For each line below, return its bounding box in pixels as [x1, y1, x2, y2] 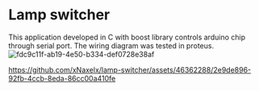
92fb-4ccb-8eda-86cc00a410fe [8, 73, 116, 83]
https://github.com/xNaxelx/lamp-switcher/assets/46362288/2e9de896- [8, 64, 252, 74]
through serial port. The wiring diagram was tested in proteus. [8, 40, 215, 50]
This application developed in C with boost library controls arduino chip [8, 32, 246, 42]
